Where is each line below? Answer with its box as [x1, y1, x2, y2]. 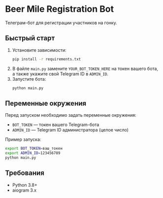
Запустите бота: [12, 76, 46, 82]
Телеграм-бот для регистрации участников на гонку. [5, 20, 117, 26]
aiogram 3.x [12, 187, 37, 193]
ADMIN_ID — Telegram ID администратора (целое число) [12, 127, 129, 133]
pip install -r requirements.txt [12, 57, 81, 62]
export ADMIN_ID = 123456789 [5, 151, 61, 156]
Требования [5, 169, 44, 177]
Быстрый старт [5, 34, 55, 42]
